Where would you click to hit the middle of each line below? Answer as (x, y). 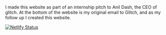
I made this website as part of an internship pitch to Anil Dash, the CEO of (81, 7)
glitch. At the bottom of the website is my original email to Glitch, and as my (83, 12)
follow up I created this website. (38, 17)
